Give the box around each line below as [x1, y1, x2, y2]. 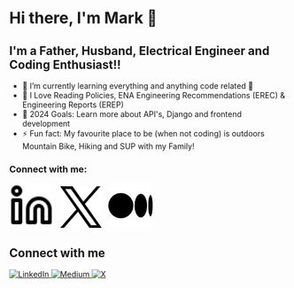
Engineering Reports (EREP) [21, 99, 124, 110]
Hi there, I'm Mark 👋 [9, 8, 158, 28]
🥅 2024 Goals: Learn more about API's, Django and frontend [21, 109, 242, 119]
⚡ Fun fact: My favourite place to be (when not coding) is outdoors [21, 128, 266, 138]
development [21, 119, 71, 128]
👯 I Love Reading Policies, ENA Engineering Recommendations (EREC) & [21, 90, 286, 100]
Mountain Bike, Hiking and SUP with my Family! [21, 141, 195, 152]
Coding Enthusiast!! [9, 57, 121, 72]
